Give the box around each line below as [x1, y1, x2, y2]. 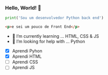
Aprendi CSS [12, 59, 38, 65]
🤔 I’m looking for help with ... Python [12, 39, 86, 45]
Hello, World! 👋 [5, 4, 42, 11]
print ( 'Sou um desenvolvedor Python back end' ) [5, 16, 104, 21]
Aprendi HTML [12, 53, 42, 59]
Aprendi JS [12, 65, 35, 71]
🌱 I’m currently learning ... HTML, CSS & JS [12, 33, 99, 39]
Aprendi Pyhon [12, 48, 43, 54]
